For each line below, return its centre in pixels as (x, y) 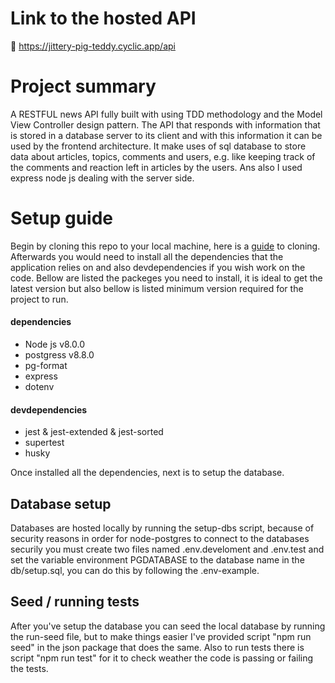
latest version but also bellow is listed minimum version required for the (157, 288)
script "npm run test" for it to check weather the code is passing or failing (162, 658)
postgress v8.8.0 (59, 355)
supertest (44, 443)
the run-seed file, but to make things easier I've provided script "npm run (161, 636)
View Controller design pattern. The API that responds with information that (165, 124)
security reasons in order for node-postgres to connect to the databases (160, 539)
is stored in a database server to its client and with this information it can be (166, 135)
